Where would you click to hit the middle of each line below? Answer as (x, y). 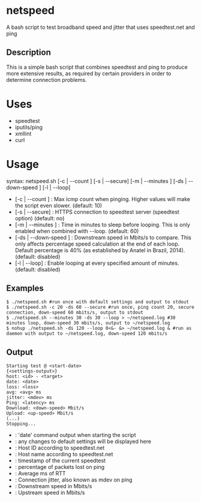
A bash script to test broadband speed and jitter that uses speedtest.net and (100, 27)
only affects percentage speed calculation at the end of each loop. (97, 244)
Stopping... (21, 424)
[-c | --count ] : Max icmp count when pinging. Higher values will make (103, 199)
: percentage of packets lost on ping (60, 467)
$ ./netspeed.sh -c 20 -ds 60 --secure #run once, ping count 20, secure (100, 308)
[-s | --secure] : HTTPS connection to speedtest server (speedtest (97, 212)
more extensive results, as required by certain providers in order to (89, 73)
